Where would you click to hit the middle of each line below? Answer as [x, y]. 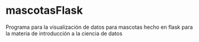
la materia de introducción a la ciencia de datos [64, 33]
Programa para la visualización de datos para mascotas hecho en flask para [99, 27]
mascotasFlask [44, 10]
